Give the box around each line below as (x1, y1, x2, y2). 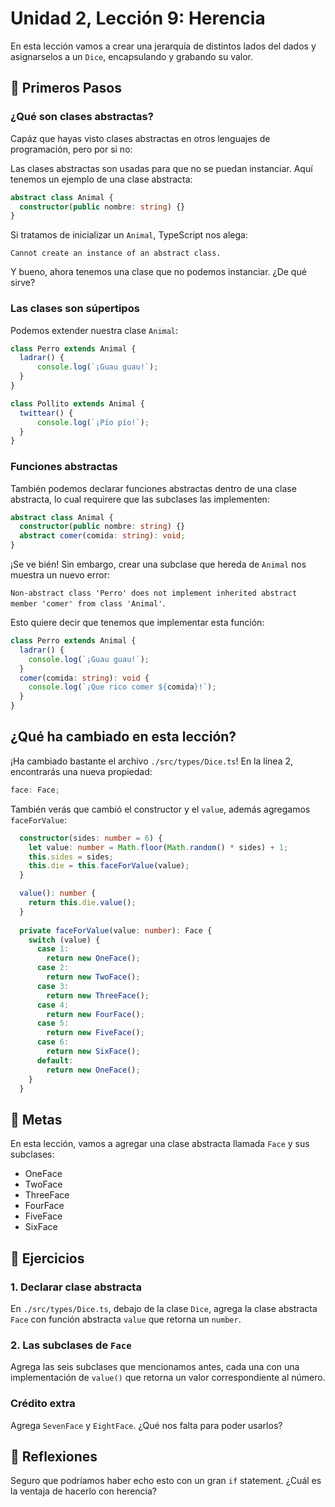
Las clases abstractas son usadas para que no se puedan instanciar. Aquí (10, 162, 313, 174)
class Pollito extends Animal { (10, 398, 145, 409)
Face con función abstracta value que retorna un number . (10, 1313, 242, 1325)
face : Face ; (10, 785, 60, 795)
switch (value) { (28, 935, 101, 945)
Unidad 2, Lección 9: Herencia (10, 7, 266, 30)
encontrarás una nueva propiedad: (10, 765, 153, 777)
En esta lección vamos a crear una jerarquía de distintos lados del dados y (10, 40, 317, 52)
